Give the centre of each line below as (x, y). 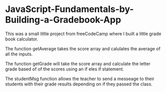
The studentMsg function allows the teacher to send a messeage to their (80, 78)
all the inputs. (19, 54)
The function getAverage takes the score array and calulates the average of (83, 48)
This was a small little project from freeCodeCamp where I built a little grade (83, 33)
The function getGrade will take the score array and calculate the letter (78, 63)
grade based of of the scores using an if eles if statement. (65, 69)
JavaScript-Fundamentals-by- (70, 9)
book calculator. (22, 39)
